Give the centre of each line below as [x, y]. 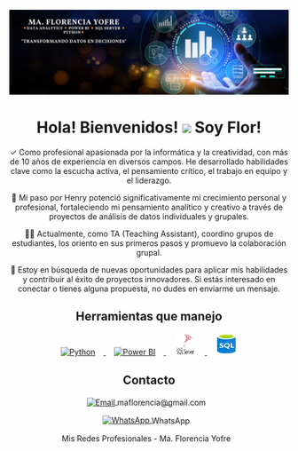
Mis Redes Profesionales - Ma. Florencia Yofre [146, 439]
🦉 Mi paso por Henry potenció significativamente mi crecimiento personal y [149, 197]
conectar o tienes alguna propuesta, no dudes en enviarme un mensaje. [149, 289]
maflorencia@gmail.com [161, 402]
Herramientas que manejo [149, 316]
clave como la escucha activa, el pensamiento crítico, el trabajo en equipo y [149, 170]
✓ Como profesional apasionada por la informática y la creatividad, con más [149, 152]
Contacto [149, 380]
